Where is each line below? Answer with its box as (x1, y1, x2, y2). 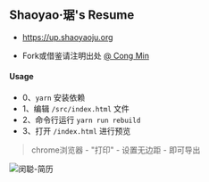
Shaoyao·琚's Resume (9, 7, 135, 23)
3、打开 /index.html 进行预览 (21, 126, 131, 136)
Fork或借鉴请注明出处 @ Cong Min (21, 50, 150, 61)
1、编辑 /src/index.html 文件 (21, 103, 130, 114)
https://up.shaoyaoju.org (21, 31, 113, 42)
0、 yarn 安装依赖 (21, 92, 86, 103)
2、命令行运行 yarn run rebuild (21, 114, 141, 126)
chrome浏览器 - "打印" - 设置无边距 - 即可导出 (30, 145, 201, 155)
